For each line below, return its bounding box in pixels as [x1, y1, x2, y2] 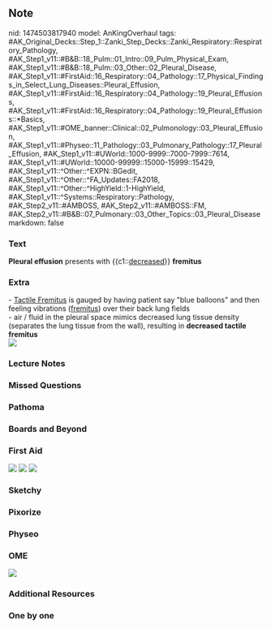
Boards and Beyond [8, 424, 88, 435]
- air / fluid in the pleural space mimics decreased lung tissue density [8, 312, 239, 322]
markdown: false [8, 218, 65, 227]
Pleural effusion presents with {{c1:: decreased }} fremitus [8, 256, 202, 266]
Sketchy [8, 485, 42, 496]
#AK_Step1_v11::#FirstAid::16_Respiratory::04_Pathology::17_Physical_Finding [8, 71, 264, 80]
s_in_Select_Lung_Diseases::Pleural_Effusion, [8, 80, 161, 89]
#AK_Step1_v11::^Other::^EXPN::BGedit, [8, 166, 138, 175]
